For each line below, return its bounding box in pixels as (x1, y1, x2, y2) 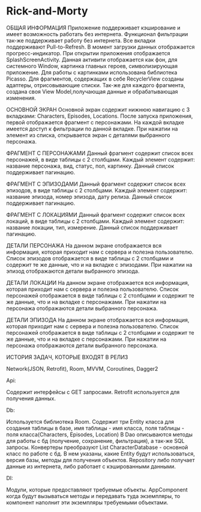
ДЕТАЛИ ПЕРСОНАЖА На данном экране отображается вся (6, 242, 162, 249)
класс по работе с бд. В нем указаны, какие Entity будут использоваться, (6, 450, 195, 457)
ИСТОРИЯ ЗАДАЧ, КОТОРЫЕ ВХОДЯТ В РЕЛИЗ (6, 353, 128, 361)
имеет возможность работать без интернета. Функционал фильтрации (6, 30, 188, 37)
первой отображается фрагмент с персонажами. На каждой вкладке (6, 118, 184, 126)
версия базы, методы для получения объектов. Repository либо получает (6, 456, 195, 463)
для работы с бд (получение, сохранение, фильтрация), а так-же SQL (6, 437, 185, 444)
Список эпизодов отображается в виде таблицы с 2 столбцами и (6, 254, 174, 262)
